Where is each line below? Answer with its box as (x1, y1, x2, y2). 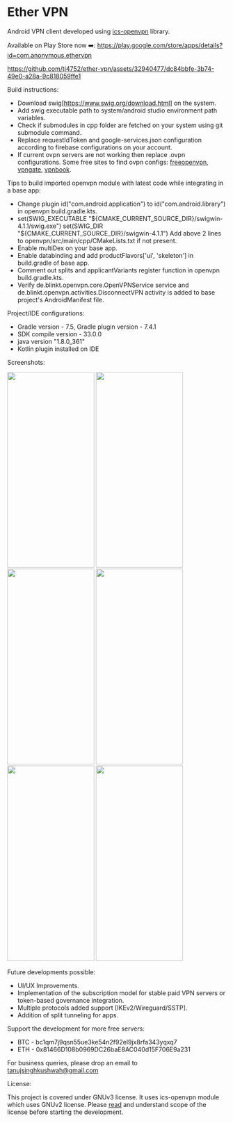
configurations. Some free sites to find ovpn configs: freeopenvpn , (17, 158, 209, 166)
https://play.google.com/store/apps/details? (97, 41, 223, 49)
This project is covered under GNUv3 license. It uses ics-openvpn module (7, 1092, 220, 1101)
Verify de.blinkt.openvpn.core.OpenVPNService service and (17, 281, 189, 289)
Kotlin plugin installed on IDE (17, 345, 99, 353)
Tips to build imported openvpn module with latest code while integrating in (7, 179, 224, 187)
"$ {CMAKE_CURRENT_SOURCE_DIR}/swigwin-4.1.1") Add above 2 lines (17, 229, 221, 237)
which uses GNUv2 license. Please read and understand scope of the (7, 1100, 207, 1108)
